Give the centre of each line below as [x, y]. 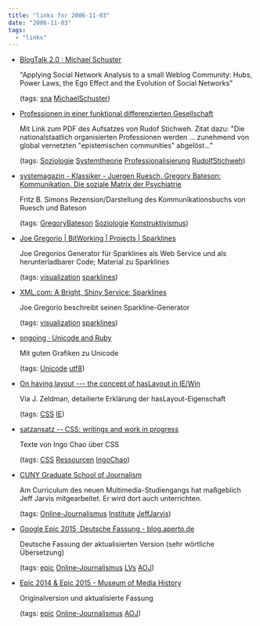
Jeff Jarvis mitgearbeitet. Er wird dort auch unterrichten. [110, 499]
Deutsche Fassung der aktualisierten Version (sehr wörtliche [117, 544]
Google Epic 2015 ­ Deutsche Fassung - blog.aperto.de [107, 529]
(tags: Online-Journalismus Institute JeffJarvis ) [95, 514]
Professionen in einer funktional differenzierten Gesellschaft [116, 114]
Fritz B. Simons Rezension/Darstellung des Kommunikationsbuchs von [132, 200]
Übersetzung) [42, 553]
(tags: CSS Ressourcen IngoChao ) [75, 459]
